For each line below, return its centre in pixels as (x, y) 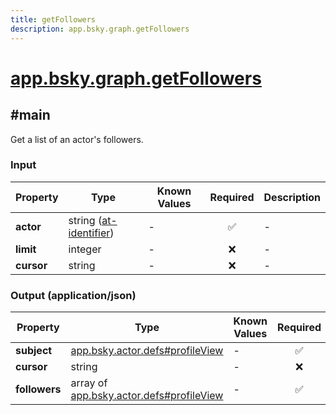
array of (89, 383)
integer (85, 249)
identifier (89, 233)
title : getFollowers (53, 19)
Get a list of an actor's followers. (77, 139)
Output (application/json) (73, 295)
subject (34, 351)
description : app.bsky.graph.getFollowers (100, 29)
